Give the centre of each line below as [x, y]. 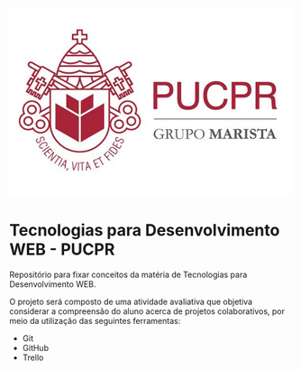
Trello [33, 357]
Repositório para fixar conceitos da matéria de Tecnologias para [128, 274]
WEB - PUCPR [62, 250]
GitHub [36, 347]
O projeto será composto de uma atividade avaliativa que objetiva [131, 301]
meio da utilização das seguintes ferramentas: [95, 320]
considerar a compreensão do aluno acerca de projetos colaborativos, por [147, 311]
